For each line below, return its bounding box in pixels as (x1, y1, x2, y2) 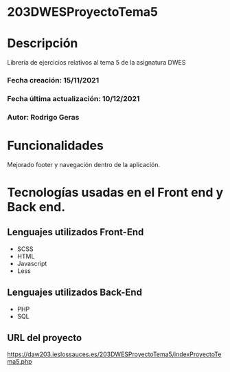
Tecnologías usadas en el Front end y (7, 185, 224, 200)
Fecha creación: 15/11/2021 (7, 76, 100, 85)
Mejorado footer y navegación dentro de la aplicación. (7, 160, 161, 168)
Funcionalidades (7, 138, 104, 153)
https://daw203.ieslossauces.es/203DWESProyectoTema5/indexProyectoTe (7, 350, 222, 358)
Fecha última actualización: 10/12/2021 (7, 94, 140, 103)
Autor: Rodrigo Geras (7, 112, 80, 122)
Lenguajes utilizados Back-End (7, 287, 143, 298)
